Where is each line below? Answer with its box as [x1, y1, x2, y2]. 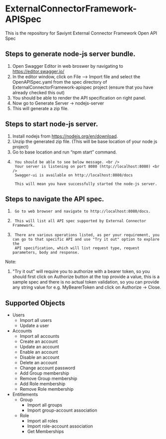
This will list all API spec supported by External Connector [14, 219, 147, 224]
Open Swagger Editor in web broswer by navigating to [12, 63, 123, 69]
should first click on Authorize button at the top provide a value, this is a [12, 274, 160, 280]
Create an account [19, 338, 58, 344]
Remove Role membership [19, 386, 74, 392]
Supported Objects [5, 298, 66, 307]
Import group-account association [27, 407, 97, 414]
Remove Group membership [19, 376, 78, 382]
